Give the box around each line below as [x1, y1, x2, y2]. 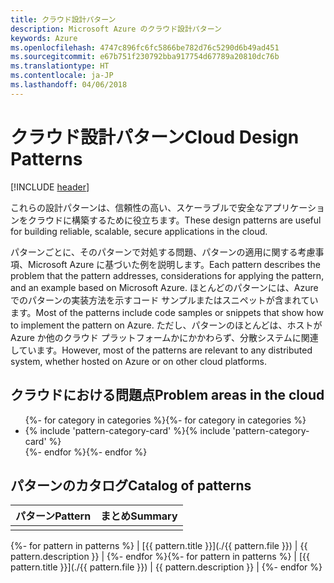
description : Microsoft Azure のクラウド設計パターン [10, 24, 222, 34]
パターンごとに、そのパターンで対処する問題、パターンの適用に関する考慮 [10, 246, 316, 258]
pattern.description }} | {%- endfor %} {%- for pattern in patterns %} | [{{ [10, 551, 310, 563]
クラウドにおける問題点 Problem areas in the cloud [10, 387, 325, 404]
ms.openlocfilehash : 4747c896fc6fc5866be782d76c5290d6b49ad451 [10, 42, 280, 53]
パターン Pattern [15, 509, 92, 523]
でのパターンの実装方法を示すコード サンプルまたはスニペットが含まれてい [10, 294, 319, 306]
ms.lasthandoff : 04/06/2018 [10, 80, 128, 90]
